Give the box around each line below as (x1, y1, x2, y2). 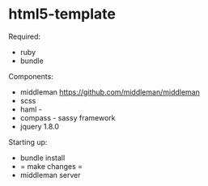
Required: (8, 32, 41, 41)
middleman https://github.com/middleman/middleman (19, 87, 200, 97)
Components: (8, 71, 54, 81)
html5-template (8, 5, 116, 23)
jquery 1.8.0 (19, 121, 59, 131)
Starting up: (8, 137, 48, 146)
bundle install (19, 153, 66, 163)
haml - (19, 104, 42, 114)
